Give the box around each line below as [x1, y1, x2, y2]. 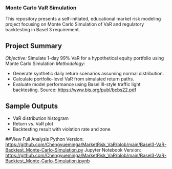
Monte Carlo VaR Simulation [5, 4, 77, 11]
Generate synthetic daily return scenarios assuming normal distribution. [12, 71, 164, 77]
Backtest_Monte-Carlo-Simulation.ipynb [5, 158, 90, 164]
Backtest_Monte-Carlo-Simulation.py [5, 146, 83, 153]
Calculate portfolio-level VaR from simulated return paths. [12, 76, 135, 82]
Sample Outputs [5, 101, 58, 110]
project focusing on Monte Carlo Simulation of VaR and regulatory [5, 21, 144, 27]
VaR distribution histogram [12, 115, 69, 121]
